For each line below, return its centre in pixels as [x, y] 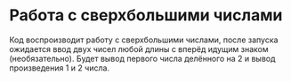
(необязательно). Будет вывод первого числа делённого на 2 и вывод [142, 58]
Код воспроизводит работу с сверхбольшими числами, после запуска [144, 40]
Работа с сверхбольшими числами [146, 15]
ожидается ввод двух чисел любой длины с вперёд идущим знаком [139, 48]
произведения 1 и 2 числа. [59, 68]
